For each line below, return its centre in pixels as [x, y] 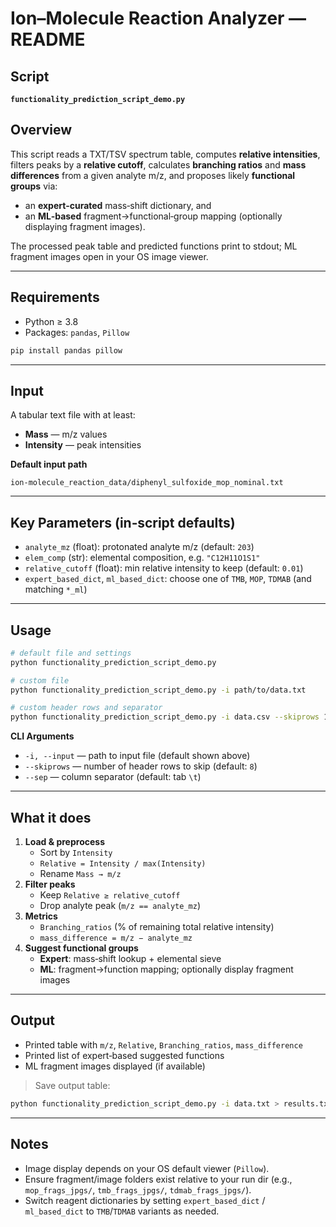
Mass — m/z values [66, 434]
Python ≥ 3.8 [51, 321]
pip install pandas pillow [66, 350]
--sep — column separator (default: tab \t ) [113, 777]
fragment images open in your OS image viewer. [109, 256]
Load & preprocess [64, 841]
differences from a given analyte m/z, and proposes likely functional [153, 175]
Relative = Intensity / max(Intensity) [123, 864]
